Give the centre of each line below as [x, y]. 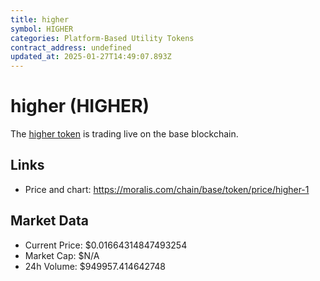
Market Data [49, 221]
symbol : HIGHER [42, 29]
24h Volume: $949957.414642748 [95, 266]
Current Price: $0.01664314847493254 [106, 245]
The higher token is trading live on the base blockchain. [124, 134]
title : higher [40, 19]
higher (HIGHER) [80, 106]
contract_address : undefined [71, 47]
